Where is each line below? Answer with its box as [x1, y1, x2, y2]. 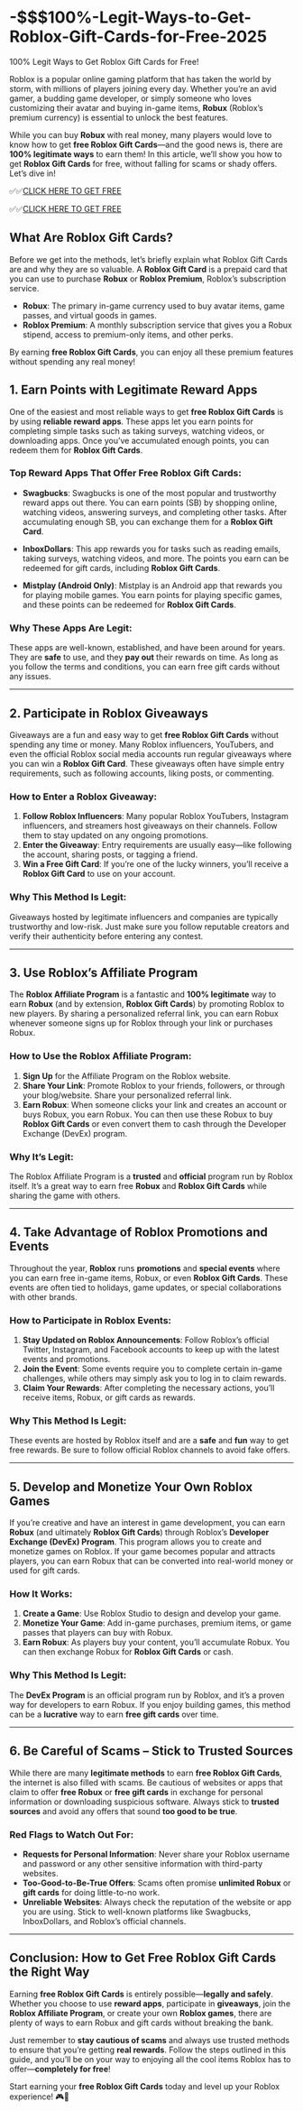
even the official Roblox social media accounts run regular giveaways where [9, 748, 292, 760]
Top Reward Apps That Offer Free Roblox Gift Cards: [9, 467, 242, 480]
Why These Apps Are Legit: [9, 622, 133, 634]
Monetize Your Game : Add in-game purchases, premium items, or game [22, 1618, 292, 1628]
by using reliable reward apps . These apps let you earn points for [9, 416, 254, 427]
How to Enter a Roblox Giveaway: [9, 790, 158, 803]
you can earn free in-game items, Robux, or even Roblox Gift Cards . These [9, 1272, 289, 1283]
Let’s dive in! [9, 168, 56, 179]
